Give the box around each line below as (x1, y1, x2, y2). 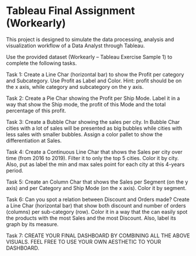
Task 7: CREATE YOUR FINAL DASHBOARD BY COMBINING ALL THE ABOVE (6, 232, 190, 239)
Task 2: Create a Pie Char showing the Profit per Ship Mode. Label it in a (6, 95, 180, 102)
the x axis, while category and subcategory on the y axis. (6, 83, 144, 90)
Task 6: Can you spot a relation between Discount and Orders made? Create (6, 196, 190, 203)
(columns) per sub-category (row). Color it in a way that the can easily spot (6, 208, 188, 215)
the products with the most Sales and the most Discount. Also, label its (6, 215, 177, 222)
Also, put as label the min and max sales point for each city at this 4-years (6, 161, 185, 168)
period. (6, 167, 23, 174)
